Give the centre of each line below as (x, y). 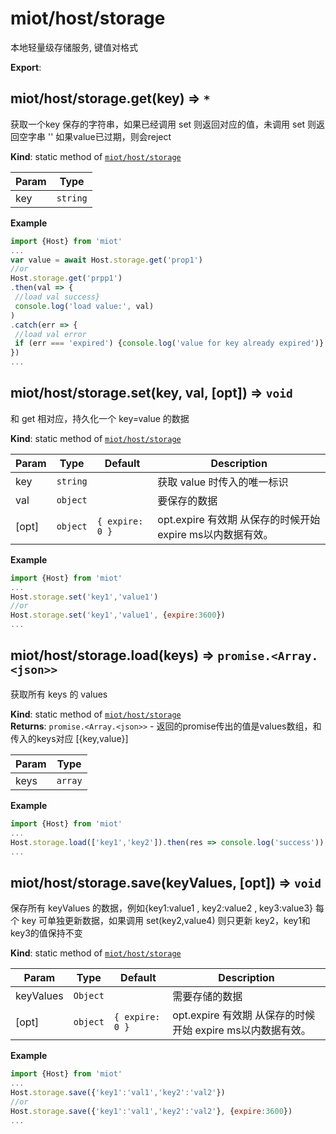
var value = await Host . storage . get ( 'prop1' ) (106, 260)
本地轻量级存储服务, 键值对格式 (74, 47)
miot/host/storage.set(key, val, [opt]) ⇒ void (151, 393)
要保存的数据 (187, 500)
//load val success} (57, 297)
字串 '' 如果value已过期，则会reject (99, 136)
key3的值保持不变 (46, 933)
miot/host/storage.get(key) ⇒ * (110, 98)
